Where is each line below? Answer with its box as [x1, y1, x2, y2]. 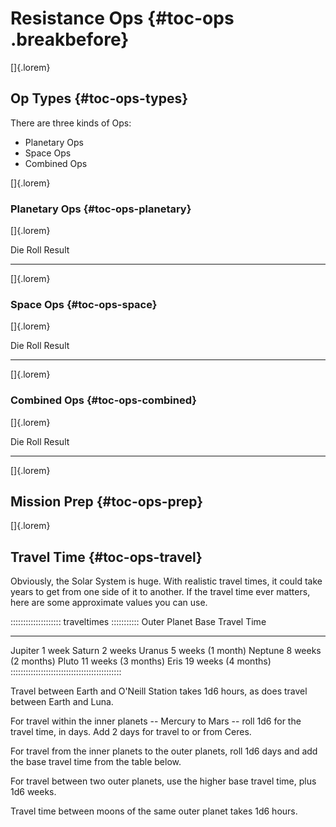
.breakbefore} [10, 28, 130, 51]
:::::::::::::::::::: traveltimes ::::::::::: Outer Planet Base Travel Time [10, 616, 267, 628]
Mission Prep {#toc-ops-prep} [10, 493, 204, 511]
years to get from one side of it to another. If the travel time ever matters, [10, 586, 311, 598]
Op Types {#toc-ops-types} [10, 90, 189, 107]
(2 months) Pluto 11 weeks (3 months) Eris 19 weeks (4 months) [10, 655, 272, 667]
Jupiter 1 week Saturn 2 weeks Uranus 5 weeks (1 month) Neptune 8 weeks [10, 645, 322, 657]
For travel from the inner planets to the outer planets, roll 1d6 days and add [10, 745, 318, 757]
